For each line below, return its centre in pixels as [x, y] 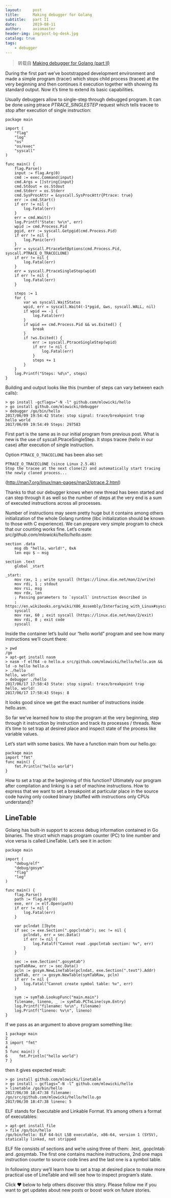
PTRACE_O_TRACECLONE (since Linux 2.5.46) [51, 464]
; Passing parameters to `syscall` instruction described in [80, 597]
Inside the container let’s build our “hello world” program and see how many [85, 633]
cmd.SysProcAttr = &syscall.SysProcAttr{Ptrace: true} [74, 195]
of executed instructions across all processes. [53, 503]
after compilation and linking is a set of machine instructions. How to [77, 785]
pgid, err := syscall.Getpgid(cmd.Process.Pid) [66, 231]
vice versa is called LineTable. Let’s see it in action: [59, 841]
